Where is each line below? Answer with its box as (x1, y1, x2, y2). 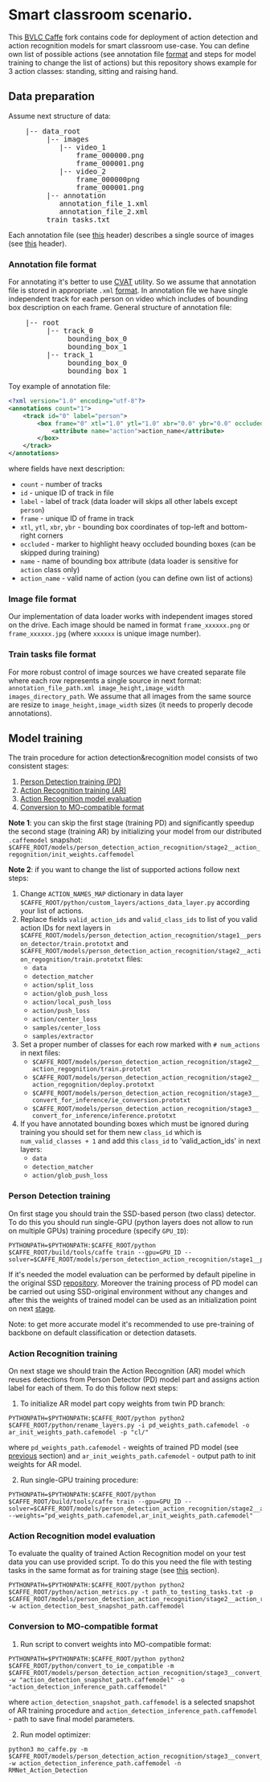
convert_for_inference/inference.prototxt (31, 1112, 177, 1120)
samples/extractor (31, 1033, 94, 1041)
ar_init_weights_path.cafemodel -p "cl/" (8, 1428, 149, 1436)
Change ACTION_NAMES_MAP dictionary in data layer (19, 889, 183, 899)
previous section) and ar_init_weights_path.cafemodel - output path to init (8, 1451, 256, 1460)
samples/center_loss (31, 1024, 101, 1032)
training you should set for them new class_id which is (19, 1128, 202, 1137)
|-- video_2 (59, 166, 106, 176)
